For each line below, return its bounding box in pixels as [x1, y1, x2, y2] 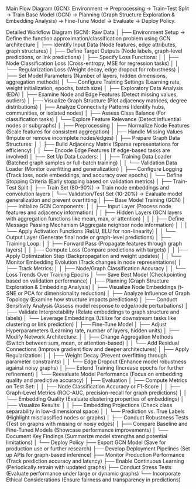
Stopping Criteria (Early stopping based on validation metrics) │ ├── [6, 178, 172, 185]
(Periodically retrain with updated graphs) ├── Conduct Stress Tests [6, 464, 172, 470]
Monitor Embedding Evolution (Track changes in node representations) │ [6, 259, 181, 266]
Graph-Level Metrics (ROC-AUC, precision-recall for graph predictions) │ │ [6, 389, 187, 396]
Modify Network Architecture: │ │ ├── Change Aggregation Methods [6, 333, 174, 340]
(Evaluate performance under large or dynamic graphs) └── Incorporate [6, 470, 181, 477]
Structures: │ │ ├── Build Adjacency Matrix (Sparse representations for [6, 140, 180, 147]
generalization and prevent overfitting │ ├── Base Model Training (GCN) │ [6, 197, 186, 204]
